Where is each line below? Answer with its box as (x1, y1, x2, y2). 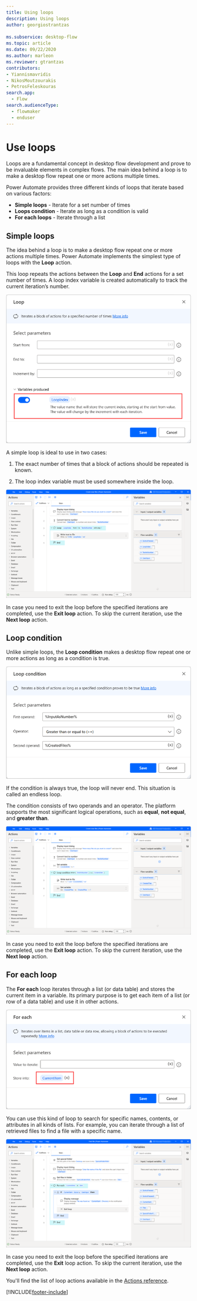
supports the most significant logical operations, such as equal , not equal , (6, 809, 186, 816)
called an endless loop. (6, 791, 62, 798)
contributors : (6, 65, 41, 71)
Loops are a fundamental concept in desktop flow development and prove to (6, 160, 191, 167)
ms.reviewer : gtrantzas (6, 59, 64, 65)
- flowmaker (11, 109, 41, 114)
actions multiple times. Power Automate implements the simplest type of (6, 253, 181, 260)
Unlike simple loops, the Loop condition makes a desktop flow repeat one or (6, 648, 191, 655)
